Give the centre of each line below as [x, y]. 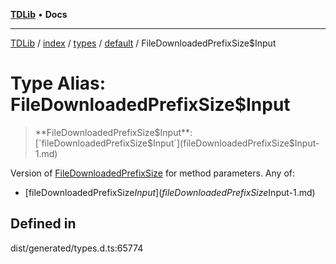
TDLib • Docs [39, 14]
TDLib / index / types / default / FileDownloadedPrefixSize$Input [143, 43]
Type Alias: [58, 83]
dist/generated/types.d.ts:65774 [77, 248]
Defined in [43, 224]
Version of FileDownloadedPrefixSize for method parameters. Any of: [152, 173]
